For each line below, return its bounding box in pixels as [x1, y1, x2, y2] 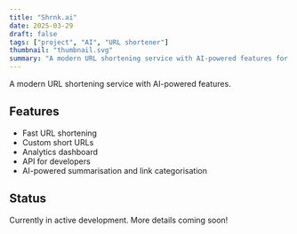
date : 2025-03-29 [9, 21, 74, 30]
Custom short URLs [21, 136, 94, 147]
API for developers [21, 156, 91, 167]
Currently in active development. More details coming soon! [9, 214, 229, 225]
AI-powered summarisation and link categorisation [21, 165, 207, 175]
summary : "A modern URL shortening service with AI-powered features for [9, 54, 289, 63]
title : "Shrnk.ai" [9, 12, 77, 22]
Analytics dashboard [21, 146, 99, 157]
